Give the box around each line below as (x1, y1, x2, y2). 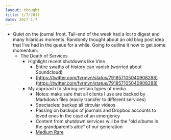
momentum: (12, 47, 38, 54)
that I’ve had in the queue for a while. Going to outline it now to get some (12, 42, 166, 48)
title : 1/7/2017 (5, 12, 40, 17)
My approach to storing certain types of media (28, 86, 126, 92)
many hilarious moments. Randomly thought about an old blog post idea (12, 36, 164, 43)
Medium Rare (35, 129, 64, 135)
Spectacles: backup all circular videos (35, 102, 116, 108)
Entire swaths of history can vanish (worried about (35, 64, 142, 70)
